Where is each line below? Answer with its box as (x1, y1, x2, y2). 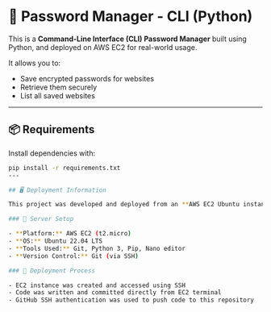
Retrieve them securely (19, 82, 98, 92)
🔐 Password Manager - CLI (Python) (8, 7, 253, 26)
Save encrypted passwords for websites (19, 73, 155, 83)
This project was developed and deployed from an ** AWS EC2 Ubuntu (8, 201, 240, 209)
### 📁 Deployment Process (8, 266, 95, 275)
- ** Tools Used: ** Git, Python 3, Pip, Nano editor (8, 244, 186, 252)
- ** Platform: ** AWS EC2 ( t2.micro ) (8, 230, 131, 238)
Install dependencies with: (8, 148, 96, 158)
